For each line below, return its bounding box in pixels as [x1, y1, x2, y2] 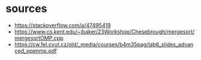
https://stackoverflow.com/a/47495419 [14, 22, 111, 29]
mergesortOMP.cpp [14, 34, 64, 41]
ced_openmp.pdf [14, 47, 57, 54]
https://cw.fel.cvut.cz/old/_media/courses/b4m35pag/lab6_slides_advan [14, 41, 194, 48]
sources [5, 2, 48, 16]
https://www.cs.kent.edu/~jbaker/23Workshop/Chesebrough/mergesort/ [14, 28, 195, 35]
